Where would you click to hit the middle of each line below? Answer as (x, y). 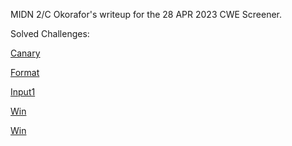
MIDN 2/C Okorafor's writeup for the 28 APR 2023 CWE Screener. (146, 14)
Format (25, 72)
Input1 (23, 92)
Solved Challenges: (50, 33)
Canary (25, 53)
